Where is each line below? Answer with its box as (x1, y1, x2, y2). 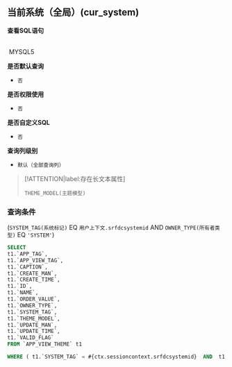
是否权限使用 (7, 89, 44, 99)
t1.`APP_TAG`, (7, 250, 49, 257)
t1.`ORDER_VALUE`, (7, 296, 60, 303)
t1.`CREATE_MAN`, (7, 270, 58, 277)
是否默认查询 (7, 62, 44, 70)
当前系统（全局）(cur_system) (7, 6, 140, 19)
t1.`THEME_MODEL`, (7, 315, 60, 322)
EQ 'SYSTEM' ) (17, 231, 55, 239)
